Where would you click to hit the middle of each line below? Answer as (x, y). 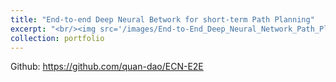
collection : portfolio (57, 38)
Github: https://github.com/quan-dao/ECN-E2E (107, 67)
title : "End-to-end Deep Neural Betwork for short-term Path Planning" (162, 19)
